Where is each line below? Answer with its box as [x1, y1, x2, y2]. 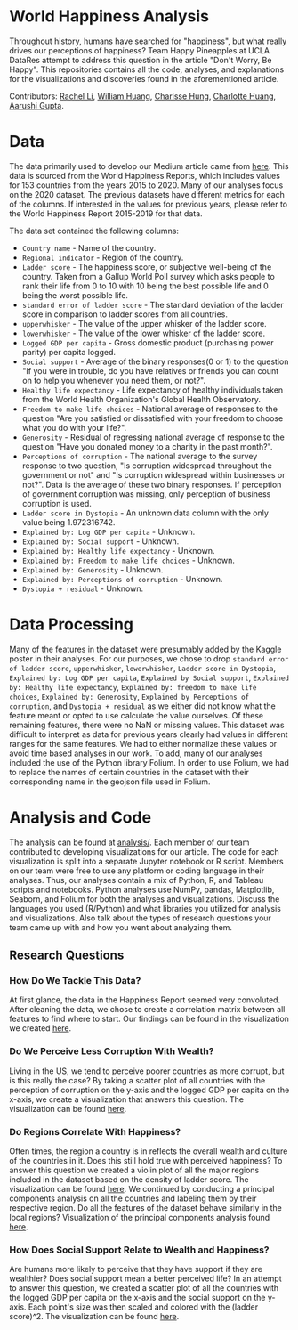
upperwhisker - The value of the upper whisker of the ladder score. [21, 318, 267, 328]
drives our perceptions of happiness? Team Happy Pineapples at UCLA [9, 45, 270, 55]
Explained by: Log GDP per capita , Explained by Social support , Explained [9, 672, 289, 683]
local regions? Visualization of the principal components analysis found [9, 1212, 270, 1223]
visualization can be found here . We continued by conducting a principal [9, 1184, 275, 1195]
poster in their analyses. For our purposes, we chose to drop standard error [9, 653, 289, 664]
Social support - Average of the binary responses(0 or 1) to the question [21, 356, 289, 367]
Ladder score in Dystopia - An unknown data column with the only [21, 507, 270, 518]
